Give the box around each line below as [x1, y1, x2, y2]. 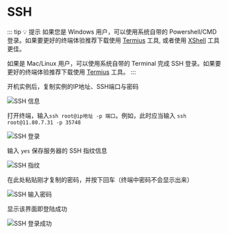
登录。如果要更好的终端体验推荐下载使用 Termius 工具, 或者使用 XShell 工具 [7, 36, 220, 44]
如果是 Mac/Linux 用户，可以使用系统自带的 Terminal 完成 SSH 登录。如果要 [7, 59, 221, 67]
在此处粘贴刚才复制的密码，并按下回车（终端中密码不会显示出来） [7, 175, 193, 183]
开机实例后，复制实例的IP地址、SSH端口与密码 [7, 82, 139, 90]
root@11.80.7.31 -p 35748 [7, 119, 81, 126]
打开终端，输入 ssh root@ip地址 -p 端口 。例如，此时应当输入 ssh [7, 111, 187, 120]
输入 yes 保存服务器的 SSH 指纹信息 [7, 146, 107, 155]
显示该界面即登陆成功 [7, 205, 67, 213]
